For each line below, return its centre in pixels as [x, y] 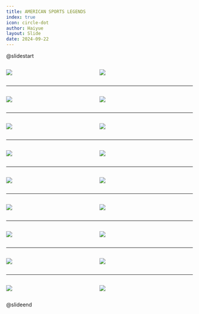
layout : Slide [24, 34]
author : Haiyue [25, 28]
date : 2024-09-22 [28, 39]
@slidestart [20, 56]
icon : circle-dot [28, 22]
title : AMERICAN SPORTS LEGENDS [46, 12]
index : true [21, 17]
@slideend [19, 305]
